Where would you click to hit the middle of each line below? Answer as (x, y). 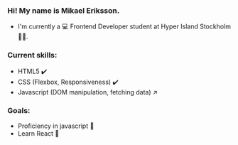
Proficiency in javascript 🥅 (56, 126)
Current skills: (32, 55)
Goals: (19, 110)
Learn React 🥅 (38, 133)
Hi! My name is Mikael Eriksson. (64, 11)
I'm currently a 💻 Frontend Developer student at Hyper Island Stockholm (124, 26)
